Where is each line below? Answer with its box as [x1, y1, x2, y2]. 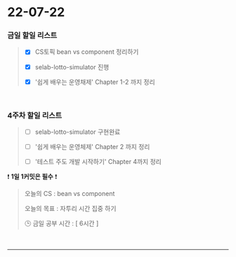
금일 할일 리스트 [7, 31, 58, 41]
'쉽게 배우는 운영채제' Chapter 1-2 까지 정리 [34, 78, 156, 86]
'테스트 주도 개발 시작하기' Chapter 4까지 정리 [34, 158, 162, 166]
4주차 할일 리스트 [7, 110, 63, 120]
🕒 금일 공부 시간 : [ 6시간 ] [24, 219, 99, 228]
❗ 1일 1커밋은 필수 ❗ [7, 172, 58, 181]
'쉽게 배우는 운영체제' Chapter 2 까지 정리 [34, 143, 150, 151]
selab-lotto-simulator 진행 [34, 62, 110, 71]
